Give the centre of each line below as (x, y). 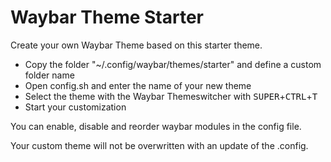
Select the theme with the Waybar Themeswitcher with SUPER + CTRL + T (171, 96)
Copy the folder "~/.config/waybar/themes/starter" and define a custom (173, 64)
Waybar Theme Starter (107, 17)
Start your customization (75, 107)
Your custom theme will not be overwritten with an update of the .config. (159, 145)
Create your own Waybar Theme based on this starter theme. (136, 45)
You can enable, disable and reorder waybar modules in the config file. (156, 126)
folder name (49, 75)
